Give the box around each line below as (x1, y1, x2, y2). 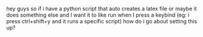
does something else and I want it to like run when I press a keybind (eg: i (6, 11, 190, 18)
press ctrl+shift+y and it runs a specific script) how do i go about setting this (6, 18, 198, 24)
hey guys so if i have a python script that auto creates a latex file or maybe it (6, 5, 197, 12)
